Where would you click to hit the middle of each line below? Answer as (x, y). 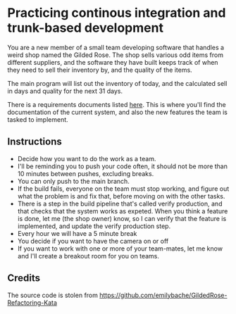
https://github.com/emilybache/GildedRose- (163, 295)
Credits (24, 278)
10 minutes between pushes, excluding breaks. (86, 173)
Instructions (35, 142)
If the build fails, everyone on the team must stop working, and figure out (123, 189)
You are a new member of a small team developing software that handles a (116, 47)
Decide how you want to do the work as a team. (87, 158)
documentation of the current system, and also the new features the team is (117, 112)
